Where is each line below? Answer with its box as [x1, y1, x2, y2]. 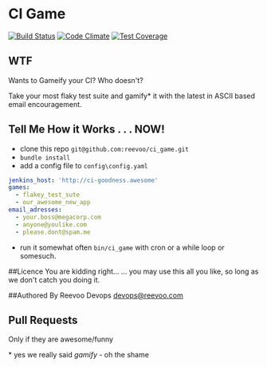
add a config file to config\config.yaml [19, 160, 148, 170]
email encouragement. [8, 99, 82, 109]
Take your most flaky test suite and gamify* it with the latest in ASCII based [8, 91, 256, 101]
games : [8, 183, 30, 191]
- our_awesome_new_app [15, 199, 91, 207]
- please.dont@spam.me [15, 228, 91, 236]
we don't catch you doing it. [8, 274, 100, 284]
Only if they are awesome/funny [8, 334, 114, 344]
